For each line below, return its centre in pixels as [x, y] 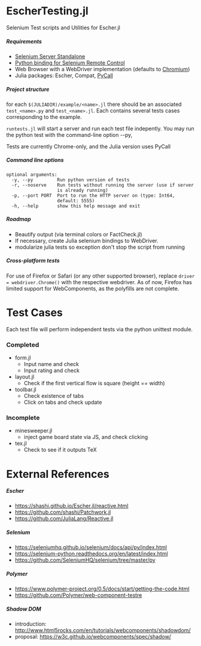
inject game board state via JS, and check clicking [86, 437]
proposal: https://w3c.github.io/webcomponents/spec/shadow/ [93, 637]
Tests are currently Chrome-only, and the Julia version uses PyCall [89, 146]
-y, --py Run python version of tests [71, 180]
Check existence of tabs [54, 396]
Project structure [28, 89]
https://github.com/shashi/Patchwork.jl [63, 512]
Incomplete [23, 418]
